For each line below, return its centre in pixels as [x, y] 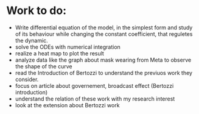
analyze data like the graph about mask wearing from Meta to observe [103, 60]
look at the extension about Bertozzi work [67, 105]
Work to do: [37, 11]
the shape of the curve [44, 66]
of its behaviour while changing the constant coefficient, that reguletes [104, 34]
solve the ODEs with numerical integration [68, 47]
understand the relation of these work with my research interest [95, 99]
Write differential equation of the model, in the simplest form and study [104, 27]
